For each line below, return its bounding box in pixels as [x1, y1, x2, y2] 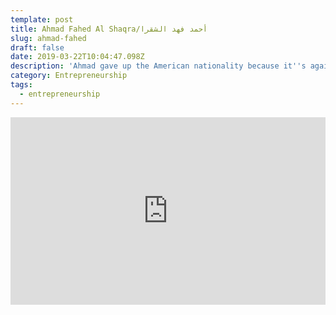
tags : [10, 80, 33, 90]
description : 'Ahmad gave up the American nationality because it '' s [10, 61, 307, 71]
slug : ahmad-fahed [10, 33, 87, 43]
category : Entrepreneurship [10, 71, 128, 81]
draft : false [10, 42, 65, 53]
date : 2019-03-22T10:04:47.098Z [10, 52, 145, 62]
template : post [10, 14, 74, 25]
